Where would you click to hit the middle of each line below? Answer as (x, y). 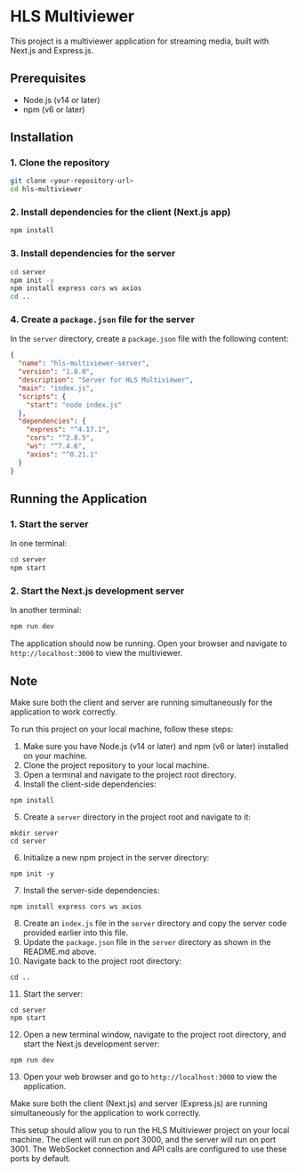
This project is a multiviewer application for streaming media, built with (140, 41)
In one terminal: (39, 544)
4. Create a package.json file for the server (102, 319)
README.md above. (60, 951)
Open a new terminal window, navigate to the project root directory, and (155, 1035)
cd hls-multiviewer (46, 190)
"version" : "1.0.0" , (56, 372)
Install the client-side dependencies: (89, 784)
